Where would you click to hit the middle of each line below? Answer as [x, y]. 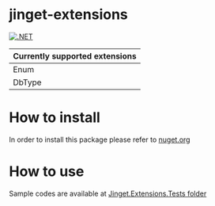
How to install [55, 118]
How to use [47, 172]
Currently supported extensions [75, 55]
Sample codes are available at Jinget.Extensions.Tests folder [108, 193]
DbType [27, 82]
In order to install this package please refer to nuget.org [100, 139]
